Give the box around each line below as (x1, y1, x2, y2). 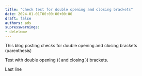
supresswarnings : (5, 25, 40, 30)
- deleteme (5, 29, 27, 34)
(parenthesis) (5, 48, 32, 53)
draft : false (5, 16, 32, 21)
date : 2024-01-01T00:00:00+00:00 (5, 12, 73, 16)
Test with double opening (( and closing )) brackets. (5, 57, 108, 63)
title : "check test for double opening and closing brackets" (5, 7, 133, 12)
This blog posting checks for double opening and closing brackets (5, 43, 137, 48)
